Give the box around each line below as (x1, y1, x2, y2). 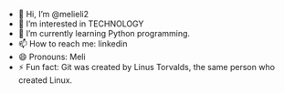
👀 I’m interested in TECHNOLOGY (17, 18, 144, 29)
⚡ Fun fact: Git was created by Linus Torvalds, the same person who (17, 62, 276, 72)
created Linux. (17, 75, 73, 86)
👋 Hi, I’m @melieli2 (17, 9, 89, 19)
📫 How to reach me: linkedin (17, 38, 128, 49)
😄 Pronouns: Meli (17, 51, 86, 62)
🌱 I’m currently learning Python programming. (17, 28, 190, 38)
